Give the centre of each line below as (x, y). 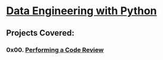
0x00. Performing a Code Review (55, 50)
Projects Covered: (40, 33)
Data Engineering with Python (81, 11)
